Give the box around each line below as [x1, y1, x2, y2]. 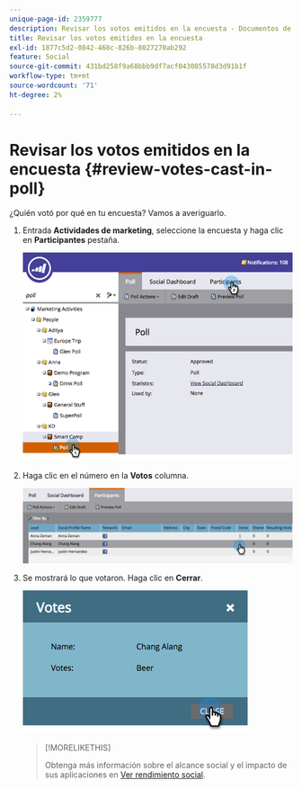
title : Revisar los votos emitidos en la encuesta [9, 33, 203, 42]
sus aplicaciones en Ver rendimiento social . [44, 769, 206, 780]
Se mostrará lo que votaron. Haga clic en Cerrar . [22, 572, 204, 583]
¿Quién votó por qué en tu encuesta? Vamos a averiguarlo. [9, 208, 226, 219]
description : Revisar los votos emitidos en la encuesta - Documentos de [9, 23, 292, 33]
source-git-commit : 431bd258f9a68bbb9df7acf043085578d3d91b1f [9, 62, 247, 71]
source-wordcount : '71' [9, 81, 99, 90]
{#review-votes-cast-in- [84, 158, 273, 179]
